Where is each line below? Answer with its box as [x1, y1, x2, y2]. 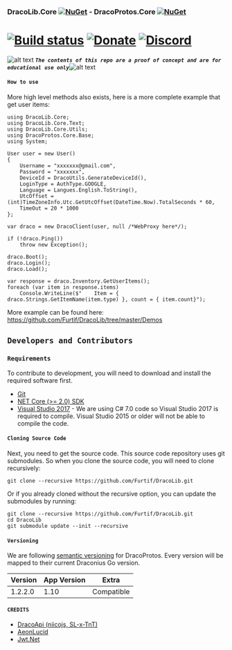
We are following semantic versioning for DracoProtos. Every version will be [7, 551, 224, 560]
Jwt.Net [17, 635, 40, 644]
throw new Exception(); [19, 242, 89, 249]
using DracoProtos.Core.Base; [7, 132, 95, 139]
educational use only [7, 64, 70, 71]
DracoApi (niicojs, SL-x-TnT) [17, 620, 98, 628]
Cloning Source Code [7, 435, 67, 442]
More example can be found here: [7, 308, 104, 317]
